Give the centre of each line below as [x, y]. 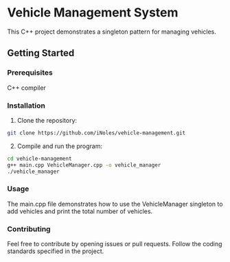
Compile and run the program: [60, 146]
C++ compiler [27, 88]
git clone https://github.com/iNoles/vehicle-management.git [96, 133]
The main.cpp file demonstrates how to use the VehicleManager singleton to [115, 204]
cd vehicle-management [39, 158]
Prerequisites [30, 73]
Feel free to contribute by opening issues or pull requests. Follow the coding [115, 244]
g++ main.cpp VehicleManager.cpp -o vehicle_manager [84, 165]
